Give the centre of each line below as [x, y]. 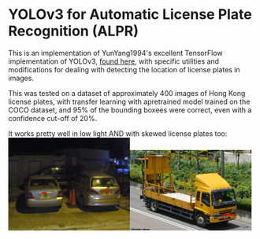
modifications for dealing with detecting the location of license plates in [124, 69]
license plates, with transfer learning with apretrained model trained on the [129, 101]
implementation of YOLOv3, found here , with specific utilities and [113, 61]
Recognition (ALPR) [74, 31]
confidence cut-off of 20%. [53, 118]
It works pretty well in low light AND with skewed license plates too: [118, 133]
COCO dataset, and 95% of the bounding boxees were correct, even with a [130, 110]
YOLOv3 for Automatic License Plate [130, 15]
